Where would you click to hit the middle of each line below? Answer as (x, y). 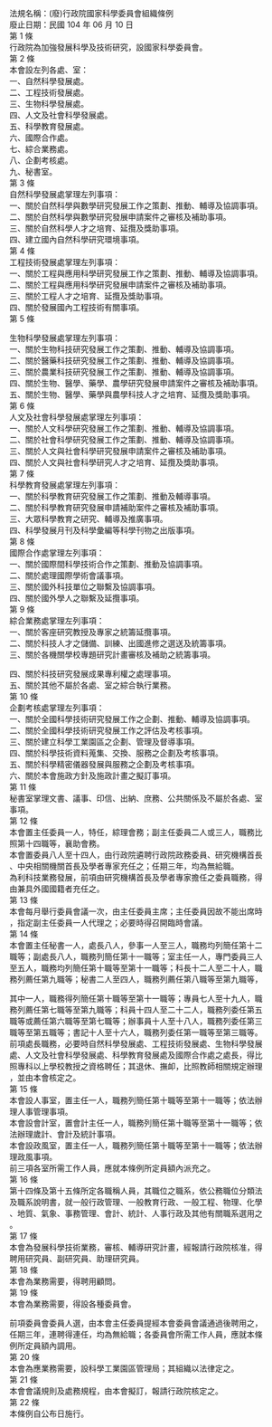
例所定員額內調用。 (45, 1346)
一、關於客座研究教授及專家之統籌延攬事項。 (93, 632)
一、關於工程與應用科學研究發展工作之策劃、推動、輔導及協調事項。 (136, 273)
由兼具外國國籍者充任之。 (57, 889)
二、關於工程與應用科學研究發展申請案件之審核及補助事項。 (120, 285)
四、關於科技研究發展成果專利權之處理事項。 (93, 674)
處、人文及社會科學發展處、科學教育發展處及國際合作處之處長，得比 (136, 1055)
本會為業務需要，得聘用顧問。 (65, 1281)
